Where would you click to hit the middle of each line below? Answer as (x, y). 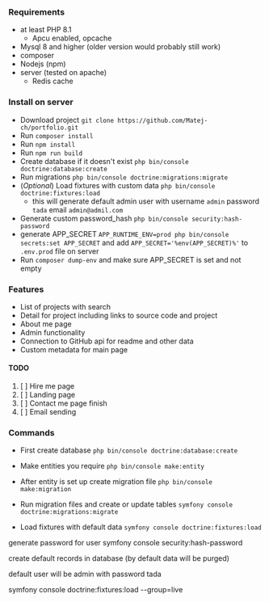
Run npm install (48, 144)
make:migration (46, 490)
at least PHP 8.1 (46, 30)
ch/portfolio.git (49, 128)
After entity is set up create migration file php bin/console (116, 482)
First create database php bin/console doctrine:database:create (129, 450)
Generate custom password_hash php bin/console (104, 218)
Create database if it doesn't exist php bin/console (104, 161)
